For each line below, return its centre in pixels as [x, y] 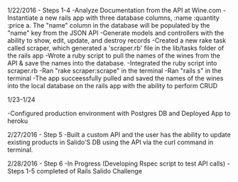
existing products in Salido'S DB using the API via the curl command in [110, 142]
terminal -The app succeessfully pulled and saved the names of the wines [115, 78]
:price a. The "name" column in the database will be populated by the [109, 25]
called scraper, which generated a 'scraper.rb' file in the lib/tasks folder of [116, 48]
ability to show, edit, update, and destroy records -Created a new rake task [117, 41]
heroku [18, 121]
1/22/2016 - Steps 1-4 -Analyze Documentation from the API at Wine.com [114, 10]
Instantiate [23, 18]
